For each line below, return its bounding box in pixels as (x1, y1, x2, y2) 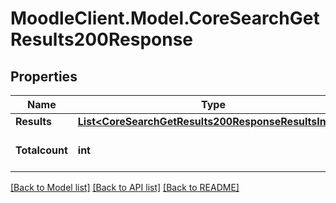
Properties (10, 68, 78, 85)
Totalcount (15, 143, 68, 157)
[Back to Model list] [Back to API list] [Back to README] (10, 182, 240, 193)
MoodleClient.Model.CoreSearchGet (10, 7, 320, 30)
